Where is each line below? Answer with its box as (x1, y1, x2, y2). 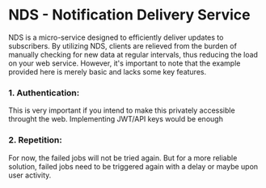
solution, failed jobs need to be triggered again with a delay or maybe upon (8, 161, 259, 171)
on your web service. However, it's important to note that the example (8, 58, 241, 68)
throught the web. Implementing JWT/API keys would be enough (8, 114, 224, 124)
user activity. (8, 170, 52, 180)
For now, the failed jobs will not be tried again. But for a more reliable (8, 152, 238, 163)
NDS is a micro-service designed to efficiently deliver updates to (8, 32, 224, 42)
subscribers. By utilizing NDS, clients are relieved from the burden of (8, 41, 237, 50)
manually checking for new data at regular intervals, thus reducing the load (8, 49, 259, 59)
